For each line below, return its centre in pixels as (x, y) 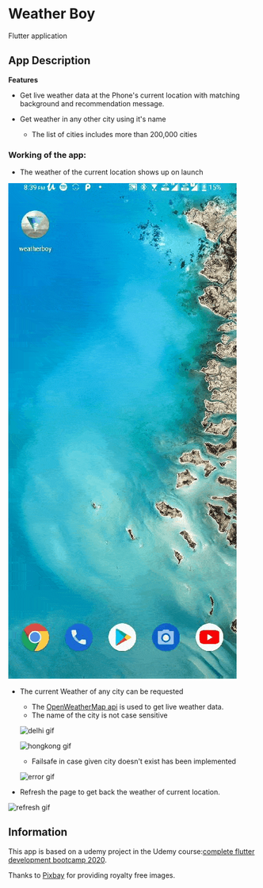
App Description (50, 61)
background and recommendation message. (92, 103)
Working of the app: (48, 155)
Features (23, 79)
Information (38, 832)
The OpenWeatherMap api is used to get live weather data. (128, 707)
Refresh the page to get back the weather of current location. (120, 792)
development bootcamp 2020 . (57, 859)
